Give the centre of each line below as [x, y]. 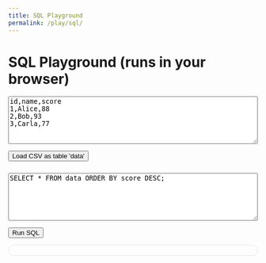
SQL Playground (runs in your [107, 62]
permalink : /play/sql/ [46, 23]
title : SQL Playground [46, 15]
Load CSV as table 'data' [48, 156]
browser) [39, 79]
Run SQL [26, 233]
